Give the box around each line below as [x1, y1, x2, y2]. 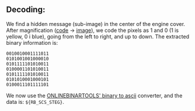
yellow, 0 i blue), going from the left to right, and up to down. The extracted [6, 32, 190, 40]
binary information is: [6, 39, 58, 46]
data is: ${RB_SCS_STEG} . [6, 98, 64, 105]
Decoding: [6, 5, 46, 15]
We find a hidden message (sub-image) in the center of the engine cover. [6, 20, 186, 27]
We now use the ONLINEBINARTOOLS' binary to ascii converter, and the [6, 92, 183, 99]
